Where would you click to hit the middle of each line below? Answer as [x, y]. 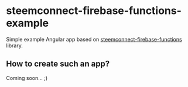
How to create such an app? [58, 64]
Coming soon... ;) [27, 78]
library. [15, 46]
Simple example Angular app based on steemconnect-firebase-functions [94, 39]
